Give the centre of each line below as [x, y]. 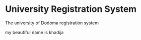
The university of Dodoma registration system [52, 23]
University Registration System [71, 9]
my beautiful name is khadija [34, 32]
